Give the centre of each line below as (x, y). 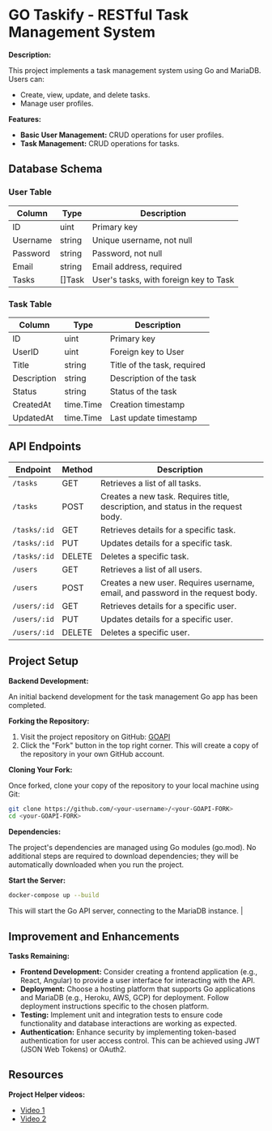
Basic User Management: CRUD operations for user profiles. (122, 135)
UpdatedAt (33, 417)
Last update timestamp (153, 417)
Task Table (30, 304)
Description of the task (153, 378)
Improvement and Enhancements (94, 937)
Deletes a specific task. (145, 556)
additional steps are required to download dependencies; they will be (123, 856)
